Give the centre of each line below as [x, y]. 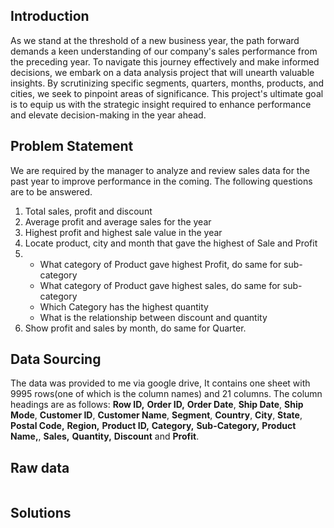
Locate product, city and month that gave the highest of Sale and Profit [171, 243]
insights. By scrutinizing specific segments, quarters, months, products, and [167, 83]
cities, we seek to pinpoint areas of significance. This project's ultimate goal [167, 93]
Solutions [41, 512]
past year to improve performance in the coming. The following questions [161, 181]
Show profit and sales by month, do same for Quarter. [135, 328]
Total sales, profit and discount [88, 211]
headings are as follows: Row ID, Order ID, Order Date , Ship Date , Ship [157, 405]
